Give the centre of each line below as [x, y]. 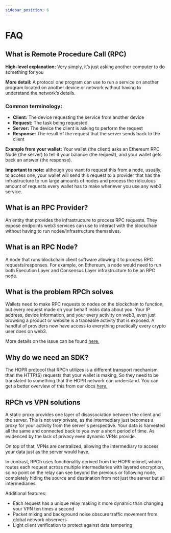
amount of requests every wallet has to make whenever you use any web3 [83, 186]
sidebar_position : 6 [27, 10]
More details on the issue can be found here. [52, 341]
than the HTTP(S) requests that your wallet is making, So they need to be [82, 375]
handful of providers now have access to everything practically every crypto [86, 326]
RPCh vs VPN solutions [43, 402]
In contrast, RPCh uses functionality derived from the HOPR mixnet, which [83, 461]
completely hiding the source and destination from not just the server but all [85, 478]
